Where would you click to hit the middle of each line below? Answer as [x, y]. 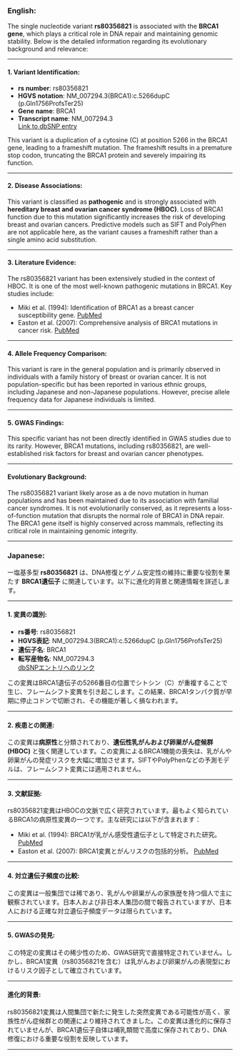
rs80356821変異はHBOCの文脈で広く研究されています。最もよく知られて [115, 810]
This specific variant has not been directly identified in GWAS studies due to [119, 439]
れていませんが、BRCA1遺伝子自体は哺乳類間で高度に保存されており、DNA [117, 1030]
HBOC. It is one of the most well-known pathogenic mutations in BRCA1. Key [120, 286]
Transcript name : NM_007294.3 [65, 118]
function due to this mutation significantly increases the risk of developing [116, 217]
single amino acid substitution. [52, 239]
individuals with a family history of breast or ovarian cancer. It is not [107, 377]
